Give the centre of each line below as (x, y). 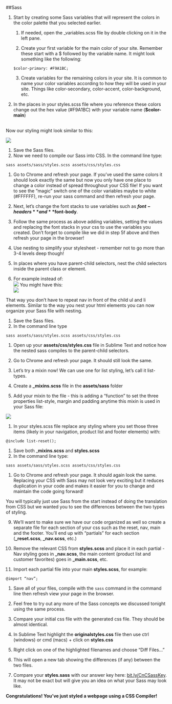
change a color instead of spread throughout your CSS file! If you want (88, 185)
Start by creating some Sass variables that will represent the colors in (87, 17)
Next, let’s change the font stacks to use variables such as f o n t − (82, 206)
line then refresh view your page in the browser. (64, 594)
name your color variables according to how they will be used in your (94, 83)
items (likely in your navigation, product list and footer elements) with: (87, 432)
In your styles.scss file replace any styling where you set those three (85, 426)
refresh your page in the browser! (49, 238)
